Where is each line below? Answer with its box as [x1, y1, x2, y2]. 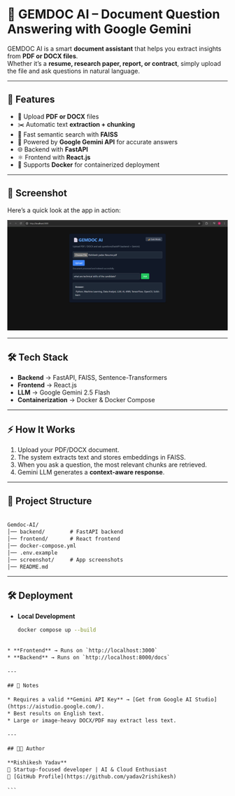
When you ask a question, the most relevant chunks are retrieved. [17, 460, 208, 469]
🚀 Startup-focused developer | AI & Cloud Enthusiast [7, 766, 168, 773]
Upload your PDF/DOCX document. [17, 446, 120, 454]
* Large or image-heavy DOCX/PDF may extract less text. [7, 717, 177, 724]
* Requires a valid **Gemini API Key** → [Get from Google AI [7, 696, 192, 703]
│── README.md [7, 563, 49, 570]
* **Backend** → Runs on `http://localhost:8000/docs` [7, 654, 171, 661]
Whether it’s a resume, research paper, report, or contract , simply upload [7, 59, 222, 67]
